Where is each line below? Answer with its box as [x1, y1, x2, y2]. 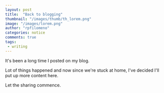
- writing [7, 44, 28, 49]
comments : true [5, 35, 37, 40]
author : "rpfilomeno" [5, 26, 50, 31]
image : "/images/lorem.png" [5, 21, 63, 26]
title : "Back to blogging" [5, 12, 63, 17]
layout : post [5, 7, 32, 12]
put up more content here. [5, 72, 58, 78]
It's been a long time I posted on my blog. [5, 57, 90, 63]
